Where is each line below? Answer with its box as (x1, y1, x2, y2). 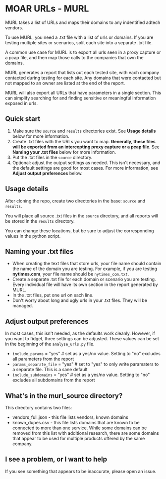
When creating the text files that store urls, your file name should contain (12, 261, 162, 267)
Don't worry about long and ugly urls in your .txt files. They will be (12, 297, 148, 303)
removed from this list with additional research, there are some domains (12, 430, 160, 436)
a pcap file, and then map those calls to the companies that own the (5, 54, 144, 60)
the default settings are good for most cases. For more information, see (12, 165, 159, 171)
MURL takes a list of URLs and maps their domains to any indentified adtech (5, 19, 161, 25)
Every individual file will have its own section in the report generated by (12, 282, 158, 287)
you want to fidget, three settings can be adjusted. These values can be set (5, 336, 160, 342)
